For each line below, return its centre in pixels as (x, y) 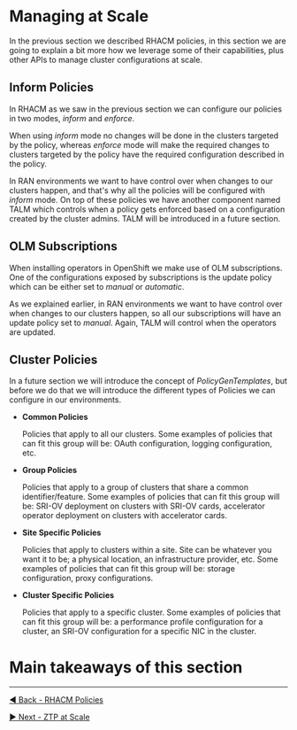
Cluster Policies (53, 359)
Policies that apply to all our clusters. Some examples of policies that (147, 434)
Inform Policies (52, 87)
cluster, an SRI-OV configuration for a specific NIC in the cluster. (139, 632)
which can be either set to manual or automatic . (97, 286)
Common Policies (55, 417)
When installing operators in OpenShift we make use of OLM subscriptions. (146, 268)
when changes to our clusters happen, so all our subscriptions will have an (145, 313)
